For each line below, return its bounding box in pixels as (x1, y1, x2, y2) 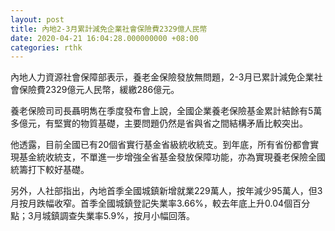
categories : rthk (10, 42, 83, 53)
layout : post (10, 14, 65, 25)
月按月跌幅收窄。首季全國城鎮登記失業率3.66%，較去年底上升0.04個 (10, 197, 293, 210)
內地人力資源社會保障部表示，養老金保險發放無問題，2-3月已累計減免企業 (10, 71, 315, 83)
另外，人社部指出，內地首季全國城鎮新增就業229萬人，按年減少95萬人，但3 (10, 185, 323, 197)
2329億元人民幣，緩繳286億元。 (44, 84, 180, 96)
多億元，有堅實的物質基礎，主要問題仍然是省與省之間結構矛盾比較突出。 (10, 117, 308, 130)
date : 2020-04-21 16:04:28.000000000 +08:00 (10, 33, 199, 43)
